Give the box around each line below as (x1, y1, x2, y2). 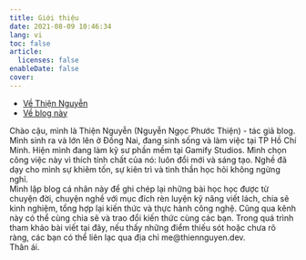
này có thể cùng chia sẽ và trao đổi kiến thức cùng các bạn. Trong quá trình (9, 212, 294, 224)
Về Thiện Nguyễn (22, 98, 88, 109)
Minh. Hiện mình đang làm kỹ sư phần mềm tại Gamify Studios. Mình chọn (9, 144, 287, 155)
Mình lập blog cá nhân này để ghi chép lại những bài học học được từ (9, 183, 270, 194)
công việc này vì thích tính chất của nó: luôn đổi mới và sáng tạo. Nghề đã (9, 154, 287, 165)
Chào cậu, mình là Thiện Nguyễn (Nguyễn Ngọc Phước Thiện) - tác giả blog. (9, 125, 296, 136)
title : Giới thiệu (9, 13, 79, 23)
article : (9, 47, 43, 57)
